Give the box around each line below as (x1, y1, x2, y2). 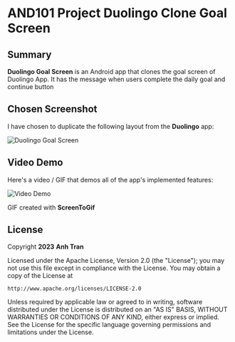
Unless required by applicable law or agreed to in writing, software (7, 298, 203, 306)
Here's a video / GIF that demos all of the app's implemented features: (7, 175, 214, 184)
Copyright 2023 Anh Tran (7, 242, 84, 251)
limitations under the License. (7, 328, 94, 336)
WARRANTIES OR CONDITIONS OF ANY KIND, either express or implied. (7, 313, 219, 321)
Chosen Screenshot (7, 103, 98, 115)
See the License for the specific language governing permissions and (7, 321, 211, 329)
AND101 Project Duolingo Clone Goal (7, 5, 228, 21)
